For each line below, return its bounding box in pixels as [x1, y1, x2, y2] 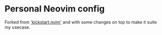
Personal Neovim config [4, 3, 105, 14]
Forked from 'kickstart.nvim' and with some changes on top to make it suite [4, 19, 157, 25]
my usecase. [4, 24, 30, 30]
